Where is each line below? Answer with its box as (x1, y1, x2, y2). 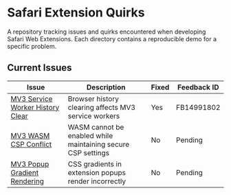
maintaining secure (67, 139, 130, 149)
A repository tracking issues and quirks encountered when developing (7, 27, 206, 36)
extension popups (67, 168, 126, 177)
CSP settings (67, 148, 110, 157)
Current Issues (7, 62, 72, 73)
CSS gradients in (67, 159, 122, 169)
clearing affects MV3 (67, 102, 136, 112)
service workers (67, 111, 120, 121)
